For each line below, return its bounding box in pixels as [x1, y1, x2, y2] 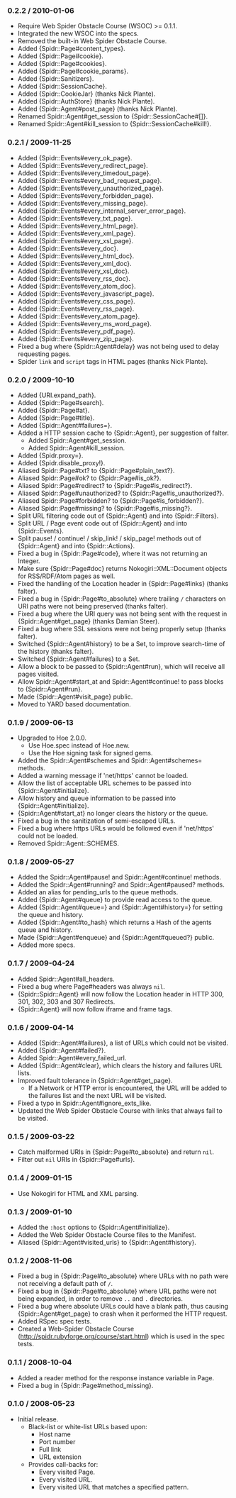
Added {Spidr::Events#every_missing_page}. [17, 199, 148, 207]
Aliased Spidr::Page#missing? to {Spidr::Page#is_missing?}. [17, 504, 193, 512]
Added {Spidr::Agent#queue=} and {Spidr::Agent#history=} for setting [17, 903, 223, 911]
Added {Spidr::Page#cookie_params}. [17, 67, 129, 76]
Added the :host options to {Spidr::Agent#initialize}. [17, 1223, 170, 1231]
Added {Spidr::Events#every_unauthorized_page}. [17, 184, 164, 192]
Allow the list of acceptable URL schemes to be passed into [17, 779, 191, 787]
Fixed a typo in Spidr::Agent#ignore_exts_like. [17, 1099, 152, 1108]
